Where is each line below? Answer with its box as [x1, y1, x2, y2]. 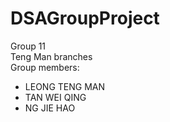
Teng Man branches [10, 50, 93, 62]
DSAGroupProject [10, 7, 160, 30]
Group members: [10, 61, 80, 73]
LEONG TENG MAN [24, 80, 105, 92]
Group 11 [10, 40, 47, 52]
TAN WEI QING [24, 91, 87, 103]
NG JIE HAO [24, 102, 76, 114]
